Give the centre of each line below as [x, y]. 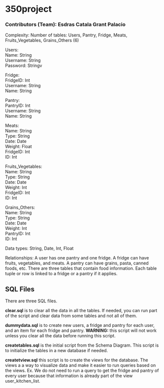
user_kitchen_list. [23, 381]
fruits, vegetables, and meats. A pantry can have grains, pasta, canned [77, 263]
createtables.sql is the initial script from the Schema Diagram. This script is [82, 345]
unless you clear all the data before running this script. [60, 336]
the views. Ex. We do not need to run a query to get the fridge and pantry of [82, 371]
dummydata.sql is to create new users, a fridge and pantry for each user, [80, 325]
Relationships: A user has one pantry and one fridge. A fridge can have [77, 258]
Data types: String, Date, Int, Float [39, 248]
